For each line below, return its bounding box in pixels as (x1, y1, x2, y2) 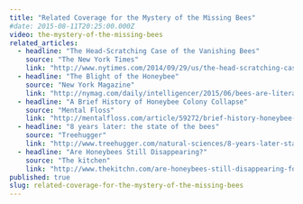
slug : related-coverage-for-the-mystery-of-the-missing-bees (9, 181, 244, 190)
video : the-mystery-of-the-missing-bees (9, 30, 164, 39)
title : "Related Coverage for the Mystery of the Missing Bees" (9, 13, 256, 23)
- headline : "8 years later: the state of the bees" (17, 123, 220, 132)
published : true (9, 172, 70, 181)
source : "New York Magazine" (25, 80, 135, 89)
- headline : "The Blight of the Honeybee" (17, 72, 179, 81)
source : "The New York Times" (25, 55, 140, 64)
